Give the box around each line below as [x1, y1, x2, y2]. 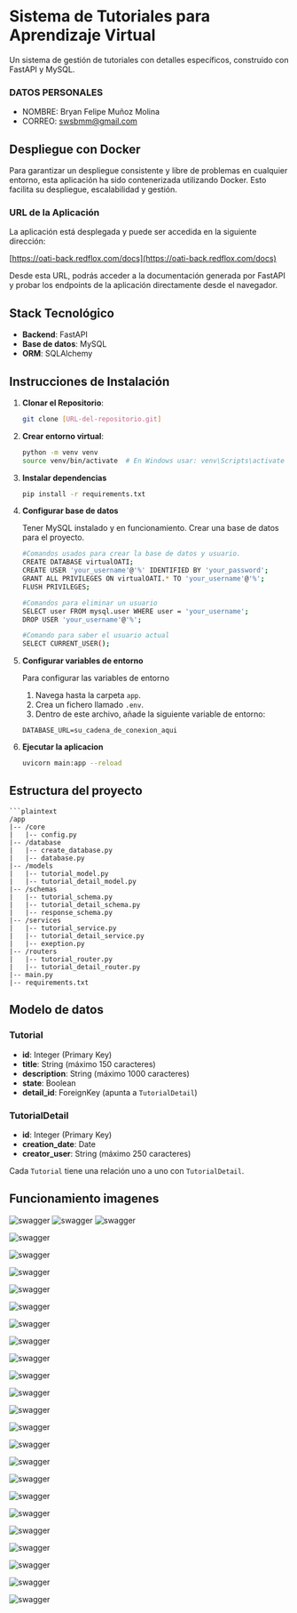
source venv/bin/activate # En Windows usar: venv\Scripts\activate [21, 456, 285, 465]
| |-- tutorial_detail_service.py [9, 931, 145, 940]
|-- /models [9, 861, 53, 871]
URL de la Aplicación [9, 206, 100, 219]
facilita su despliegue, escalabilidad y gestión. [9, 184, 177, 195]
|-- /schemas [9, 885, 58, 894]
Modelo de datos [9, 1002, 105, 1017]
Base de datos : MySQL [21, 339, 107, 349]
